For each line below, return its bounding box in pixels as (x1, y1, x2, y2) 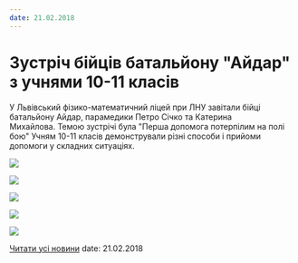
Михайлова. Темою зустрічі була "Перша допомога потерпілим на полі (9, 121, 285, 131)
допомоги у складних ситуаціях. (9, 140, 135, 151)
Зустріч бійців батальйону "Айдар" (9, 52, 291, 73)
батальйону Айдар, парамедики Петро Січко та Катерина (9, 111, 233, 122)
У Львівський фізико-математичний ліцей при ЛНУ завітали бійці (9, 102, 261, 112)
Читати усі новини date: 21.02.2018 (9, 242, 143, 254)
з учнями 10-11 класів (9, 72, 179, 92)
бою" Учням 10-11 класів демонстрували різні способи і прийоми (9, 131, 261, 141)
